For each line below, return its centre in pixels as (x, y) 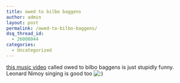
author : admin (24, 17)
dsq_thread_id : (25, 34)
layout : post (22, 23)
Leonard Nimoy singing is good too (49, 73)
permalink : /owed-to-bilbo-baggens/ (52, 28)
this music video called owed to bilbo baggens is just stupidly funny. (90, 67)
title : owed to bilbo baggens (44, 12)
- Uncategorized (32, 50)
